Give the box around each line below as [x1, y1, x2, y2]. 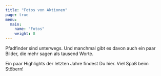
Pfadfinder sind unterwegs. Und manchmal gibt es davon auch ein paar [5, 45, 156, 51]
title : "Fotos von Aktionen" [5, 7, 68, 13]
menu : [5, 17, 17, 22]
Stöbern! [5, 66, 24, 72]
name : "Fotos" [14, 27, 45, 32]
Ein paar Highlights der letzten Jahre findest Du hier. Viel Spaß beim [5, 61, 149, 66]
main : [10, 21, 22, 27]
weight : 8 [14, 31, 36, 36]
